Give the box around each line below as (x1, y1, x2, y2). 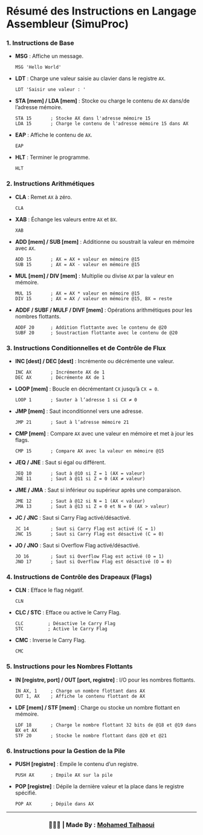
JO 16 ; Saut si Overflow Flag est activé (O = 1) (14, 554, 164, 560)
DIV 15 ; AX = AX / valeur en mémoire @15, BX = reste (14, 295, 173, 301)
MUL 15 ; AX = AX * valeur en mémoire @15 (14, 290, 140, 297)
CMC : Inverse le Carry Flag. (14, 637, 86, 644)
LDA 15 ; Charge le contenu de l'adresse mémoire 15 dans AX (14, 121, 188, 127)
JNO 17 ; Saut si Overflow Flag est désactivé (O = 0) (14, 559, 173, 565)
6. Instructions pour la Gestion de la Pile (6, 746, 126, 755)
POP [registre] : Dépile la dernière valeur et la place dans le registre (14, 782, 184, 790)
